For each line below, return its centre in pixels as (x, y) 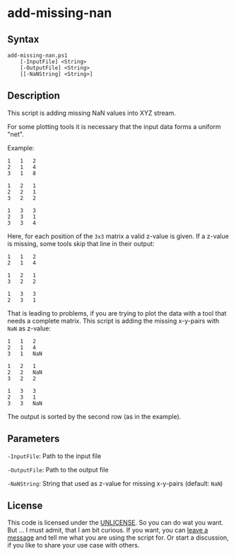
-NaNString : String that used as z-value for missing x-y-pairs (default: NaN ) (115, 483)
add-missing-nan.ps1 (38, 55)
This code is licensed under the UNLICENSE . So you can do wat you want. (116, 523)
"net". (16, 134)
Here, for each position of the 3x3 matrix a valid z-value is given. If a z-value (118, 236)
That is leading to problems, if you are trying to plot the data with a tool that (117, 313)
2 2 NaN (25, 372)
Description (34, 96)
